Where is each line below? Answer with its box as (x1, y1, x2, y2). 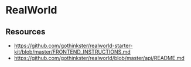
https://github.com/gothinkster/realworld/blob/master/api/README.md (13, 55, 185, 61)
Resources (5, 27, 46, 37)
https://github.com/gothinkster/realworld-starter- (13, 42, 133, 49)
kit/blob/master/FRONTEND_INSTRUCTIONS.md (13, 48, 131, 55)
